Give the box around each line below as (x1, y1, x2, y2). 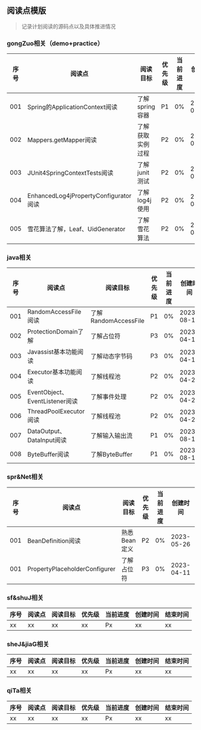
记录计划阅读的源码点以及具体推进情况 (21, 23, 116, 30)
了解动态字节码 (90, 352, 133, 361)
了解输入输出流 (90, 432, 133, 440)
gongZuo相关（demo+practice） (7, 39, 104, 47)
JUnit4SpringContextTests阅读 (27, 169, 114, 177)
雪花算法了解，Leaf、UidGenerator (27, 225, 126, 234)
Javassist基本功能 (27, 348, 78, 356)
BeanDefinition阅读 (27, 537, 81, 545)
